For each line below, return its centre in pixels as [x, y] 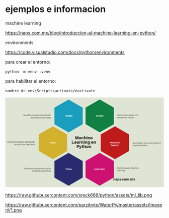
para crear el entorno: [28, 62]
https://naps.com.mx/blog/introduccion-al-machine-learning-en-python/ [80, 33]
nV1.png [14, 210]
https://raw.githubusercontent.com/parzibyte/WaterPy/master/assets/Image [84, 204]
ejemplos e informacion [56, 9]
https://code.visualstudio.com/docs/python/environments [65, 52]
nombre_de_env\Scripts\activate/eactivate [50, 91]
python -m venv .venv [28, 72]
